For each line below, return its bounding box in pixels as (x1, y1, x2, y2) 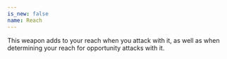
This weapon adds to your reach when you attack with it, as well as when (7, 36, 220, 44)
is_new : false (7, 10, 49, 18)
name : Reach (7, 17, 42, 24)
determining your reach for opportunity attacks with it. (7, 44, 165, 52)
